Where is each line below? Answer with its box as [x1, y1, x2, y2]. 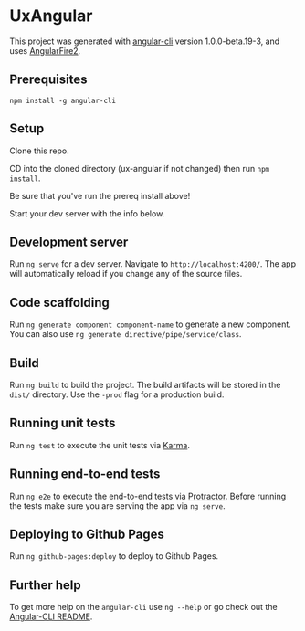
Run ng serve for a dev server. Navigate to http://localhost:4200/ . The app [9, 258, 297, 269]
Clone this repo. [9, 145, 70, 156]
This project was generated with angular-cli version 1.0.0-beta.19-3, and [9, 36, 280, 47]
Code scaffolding [9, 294, 110, 310]
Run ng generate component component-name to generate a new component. [9, 319, 292, 330]
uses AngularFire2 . [9, 45, 81, 56]
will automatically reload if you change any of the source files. [9, 268, 243, 279]
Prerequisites [9, 72, 88, 88]
